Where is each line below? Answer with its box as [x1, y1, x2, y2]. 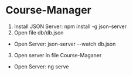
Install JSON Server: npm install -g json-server [13, 23, 127, 30]
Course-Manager [5, 4, 91, 17]
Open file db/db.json [13, 29, 64, 36]
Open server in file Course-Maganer [13, 51, 102, 58]
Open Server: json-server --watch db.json [13, 40, 116, 47]
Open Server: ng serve [13, 63, 69, 70]
